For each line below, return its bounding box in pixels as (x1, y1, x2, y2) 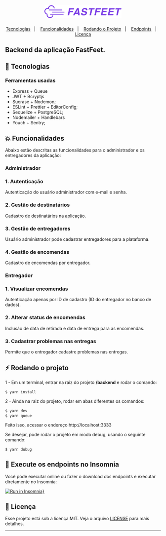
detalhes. (5, 521, 24, 527)
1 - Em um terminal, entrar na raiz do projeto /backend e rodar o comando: (5, 379, 157, 385)
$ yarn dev (5, 408, 28, 413)
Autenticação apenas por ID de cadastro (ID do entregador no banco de (5, 297, 152, 303)
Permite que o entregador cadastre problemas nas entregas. (5, 349, 128, 355)
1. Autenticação (5, 178, 43, 185)
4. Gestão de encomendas (5, 248, 70, 255)
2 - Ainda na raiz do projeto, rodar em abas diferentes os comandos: (5, 398, 145, 404)
